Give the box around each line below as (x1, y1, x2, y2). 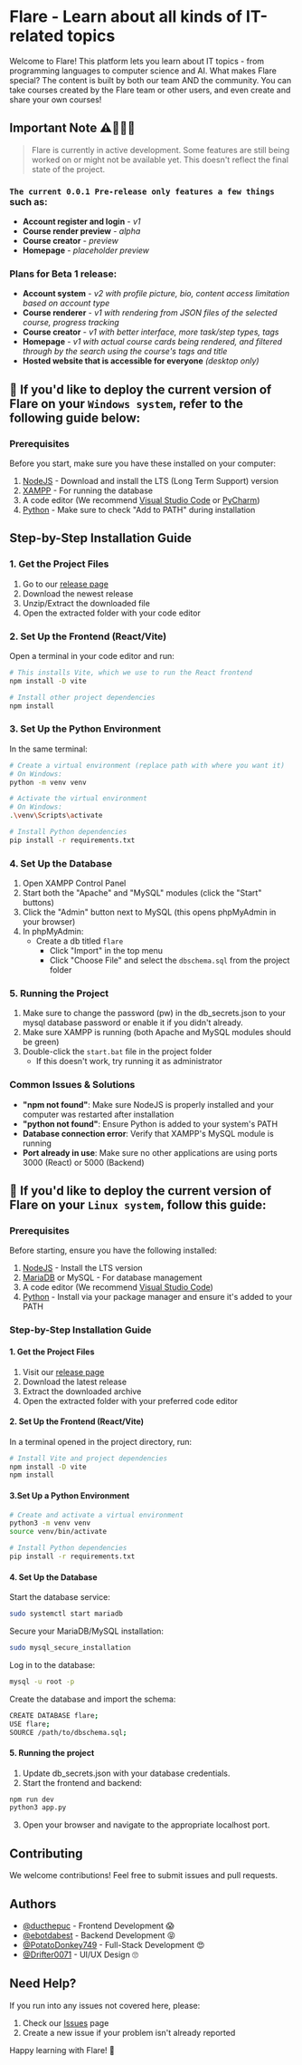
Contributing (9, 1846, 83, 1861)
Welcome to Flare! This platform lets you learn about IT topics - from (9, 55, 265, 66)
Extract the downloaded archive (22, 1385, 142, 1397)
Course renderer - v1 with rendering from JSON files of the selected (22, 307, 278, 318)
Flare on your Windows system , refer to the (9, 396, 244, 412)
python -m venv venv (9, 778, 88, 787)
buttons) (22, 897, 54, 908)
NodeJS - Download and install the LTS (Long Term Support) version (22, 476, 278, 487)
